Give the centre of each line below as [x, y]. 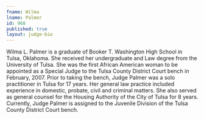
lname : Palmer [24, 18]
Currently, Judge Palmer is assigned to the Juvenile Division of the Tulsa [97, 103]
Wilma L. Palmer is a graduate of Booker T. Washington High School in [94, 52]
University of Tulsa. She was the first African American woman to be [92, 65]
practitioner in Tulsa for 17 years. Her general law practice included [90, 84]
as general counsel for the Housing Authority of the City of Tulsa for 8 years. [102, 97]
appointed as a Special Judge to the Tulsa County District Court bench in [98, 71]
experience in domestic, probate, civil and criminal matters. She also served [101, 90]
